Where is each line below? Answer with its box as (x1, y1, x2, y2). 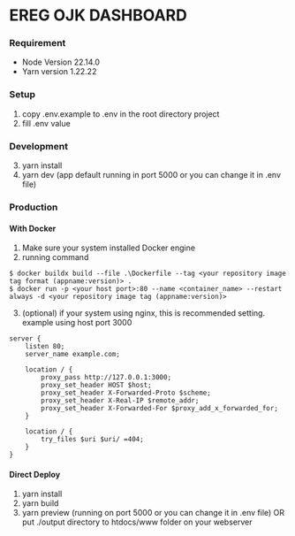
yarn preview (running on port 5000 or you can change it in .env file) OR (21, 508, 285, 518)
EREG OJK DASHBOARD (9, 5, 187, 26)
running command (21, 252, 89, 263)
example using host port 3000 (21, 318, 132, 328)
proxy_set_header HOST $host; (41, 381, 152, 390)
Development (9, 140, 69, 152)
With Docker (9, 223, 57, 234)
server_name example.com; (25, 350, 121, 359)
